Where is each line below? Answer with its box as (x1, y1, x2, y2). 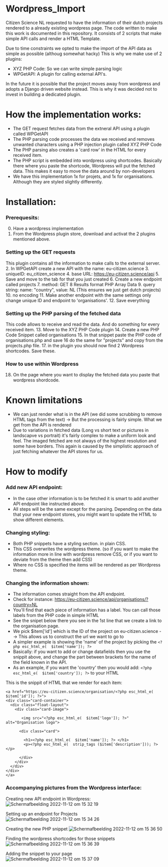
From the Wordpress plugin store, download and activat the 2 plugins (12, 231, 155, 237)
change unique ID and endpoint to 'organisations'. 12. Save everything (5, 297, 150, 303)
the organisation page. (12, 623, 59, 629)
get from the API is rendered (12, 422, 71, 428)
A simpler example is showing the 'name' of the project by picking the (12, 639, 157, 645)
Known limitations (5, 394, 83, 406)
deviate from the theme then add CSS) (12, 556, 92, 562)
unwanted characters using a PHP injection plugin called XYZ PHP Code (12, 141, 162, 147)
